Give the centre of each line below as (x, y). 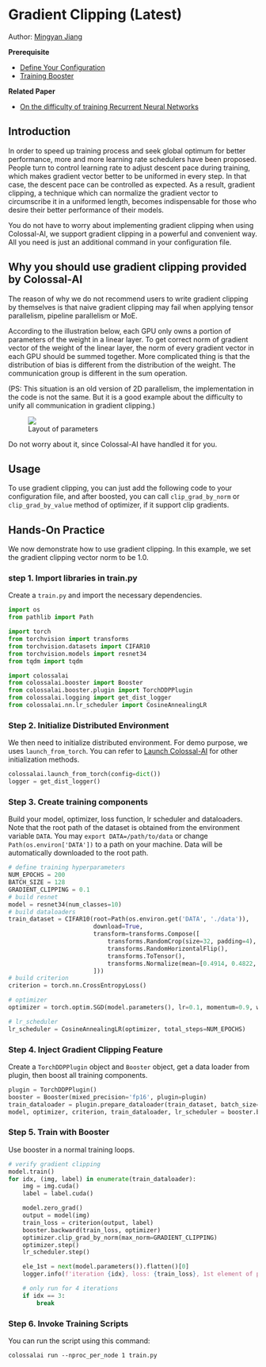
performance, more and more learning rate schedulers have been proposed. (133, 159)
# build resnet (33, 897)
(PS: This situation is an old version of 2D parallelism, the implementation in (131, 388)
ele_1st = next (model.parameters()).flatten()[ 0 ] (106, 1267)
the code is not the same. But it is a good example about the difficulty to (125, 397)
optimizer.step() (51, 1245)
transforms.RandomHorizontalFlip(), (167, 948)
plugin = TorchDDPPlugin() (53, 1090)
